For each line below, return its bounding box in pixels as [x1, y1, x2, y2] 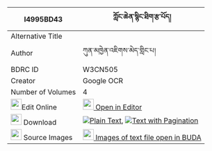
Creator [10, 76, 36, 85]
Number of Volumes [10, 87, 76, 96]
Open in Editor [95, 103, 142, 112]
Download [23, 118, 57, 127]
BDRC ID [10, 65, 40, 74]
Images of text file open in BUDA [95, 133, 202, 142]
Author [10, 48, 33, 57]
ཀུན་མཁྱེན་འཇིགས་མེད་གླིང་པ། [82, 46, 156, 55]
